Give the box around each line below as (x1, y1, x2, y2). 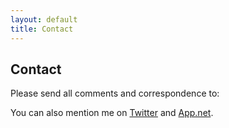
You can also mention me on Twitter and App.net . (10, 107, 214, 119)
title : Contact (10, 24, 74, 34)
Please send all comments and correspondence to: (10, 87, 220, 100)
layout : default (10, 14, 78, 25)
